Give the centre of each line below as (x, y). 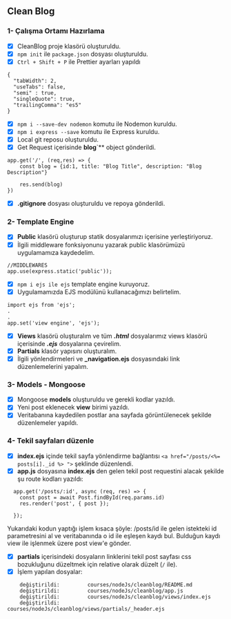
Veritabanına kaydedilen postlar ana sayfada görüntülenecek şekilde (114, 415)
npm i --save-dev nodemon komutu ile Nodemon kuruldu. (97, 124)
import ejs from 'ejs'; (41, 305)
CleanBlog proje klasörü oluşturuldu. (69, 46)
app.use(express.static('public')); (60, 271)
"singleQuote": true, (44, 99)
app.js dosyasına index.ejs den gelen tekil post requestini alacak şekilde (120, 471)
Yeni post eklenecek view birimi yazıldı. (73, 408)
